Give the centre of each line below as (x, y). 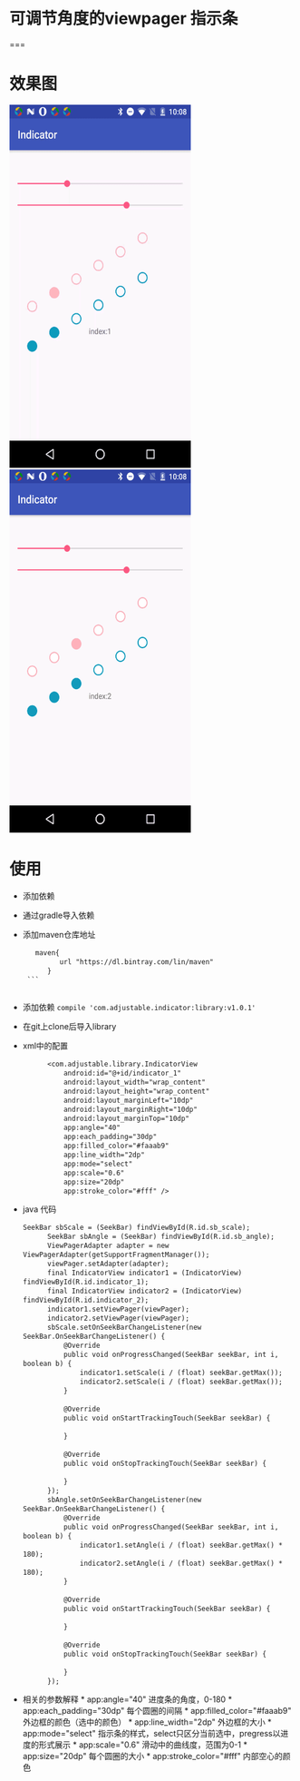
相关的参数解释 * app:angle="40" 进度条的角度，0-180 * (127, 1699)
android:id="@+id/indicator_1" (122, 1073)
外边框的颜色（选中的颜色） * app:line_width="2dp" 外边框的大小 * (147, 1722)
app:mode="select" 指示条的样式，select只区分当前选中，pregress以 (151, 1733)
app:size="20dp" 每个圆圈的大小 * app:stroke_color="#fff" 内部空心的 (153, 1756)
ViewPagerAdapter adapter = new (108, 1245)
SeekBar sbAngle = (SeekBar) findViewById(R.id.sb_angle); (160, 1236)
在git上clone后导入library (69, 1026)
